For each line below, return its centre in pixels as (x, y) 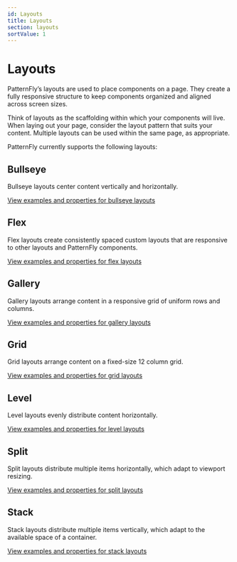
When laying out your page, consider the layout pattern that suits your (110, 126)
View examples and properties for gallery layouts (79, 322)
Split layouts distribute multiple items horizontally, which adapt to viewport (116, 469)
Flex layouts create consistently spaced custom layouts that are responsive (117, 240)
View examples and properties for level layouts (76, 429)
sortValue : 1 (27, 34)
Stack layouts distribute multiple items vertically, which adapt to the (106, 529)
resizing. (20, 476)
